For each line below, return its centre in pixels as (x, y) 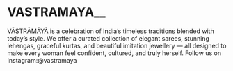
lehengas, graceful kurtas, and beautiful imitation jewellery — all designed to (117, 45)
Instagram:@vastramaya (42, 60)
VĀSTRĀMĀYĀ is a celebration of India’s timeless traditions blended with (111, 31)
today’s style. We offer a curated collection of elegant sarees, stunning (109, 38)
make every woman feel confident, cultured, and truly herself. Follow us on (114, 53)
